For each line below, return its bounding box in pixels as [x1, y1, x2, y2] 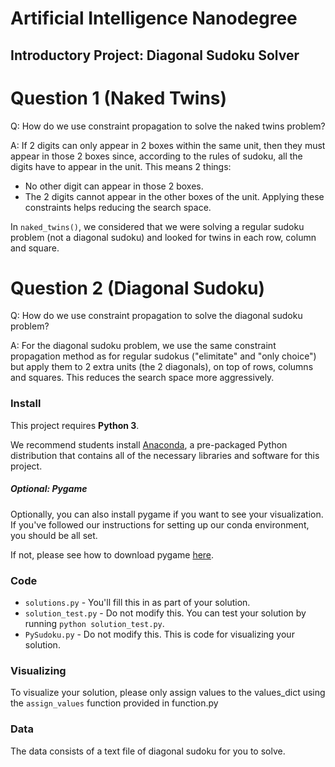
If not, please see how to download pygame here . [10, 548, 215, 561]
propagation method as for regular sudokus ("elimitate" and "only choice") [10, 350, 317, 362]
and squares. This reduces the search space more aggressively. [10, 372, 275, 384]
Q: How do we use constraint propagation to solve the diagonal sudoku [10, 310, 303, 322]
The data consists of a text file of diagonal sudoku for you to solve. [10, 745, 286, 757]
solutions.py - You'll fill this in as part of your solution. [24, 597, 251, 609]
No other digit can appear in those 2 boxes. [24, 180, 204, 192]
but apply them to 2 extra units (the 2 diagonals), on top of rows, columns [10, 361, 314, 373]
